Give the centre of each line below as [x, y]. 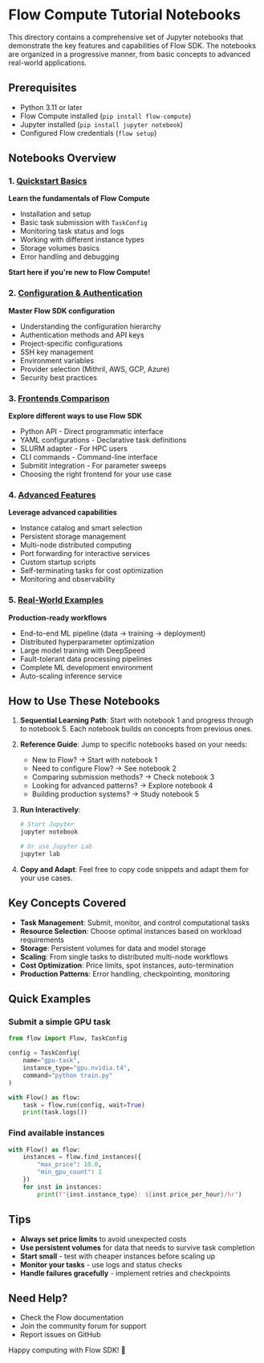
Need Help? [38, 1298]
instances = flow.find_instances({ [82, 1157]
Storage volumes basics [60, 248]
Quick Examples [50, 999]
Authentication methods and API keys [82, 334]
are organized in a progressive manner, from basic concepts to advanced [130, 54]
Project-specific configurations [71, 343]
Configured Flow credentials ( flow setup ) [88, 133]
